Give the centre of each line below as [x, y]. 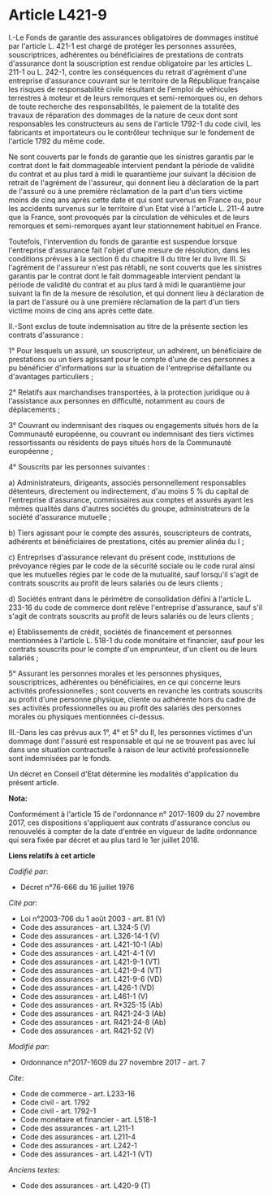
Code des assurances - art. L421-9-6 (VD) [91, 979]
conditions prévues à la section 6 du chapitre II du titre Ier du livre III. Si [127, 258]
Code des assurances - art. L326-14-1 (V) [90, 936]
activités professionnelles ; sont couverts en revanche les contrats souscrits [136, 690]
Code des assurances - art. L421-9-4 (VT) [91, 970]
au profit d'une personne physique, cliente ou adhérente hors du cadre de [132, 699]
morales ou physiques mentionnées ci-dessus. [86, 716]
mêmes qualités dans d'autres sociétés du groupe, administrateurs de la [129, 508]
